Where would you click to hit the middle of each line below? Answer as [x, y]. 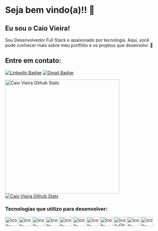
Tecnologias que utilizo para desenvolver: [56, 209]
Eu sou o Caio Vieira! [38, 28]
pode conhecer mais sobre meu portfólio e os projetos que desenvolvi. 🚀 [79, 45]
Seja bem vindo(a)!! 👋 [50, 10]
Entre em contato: [33, 61]
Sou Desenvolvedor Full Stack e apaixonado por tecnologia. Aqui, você [77, 40]
